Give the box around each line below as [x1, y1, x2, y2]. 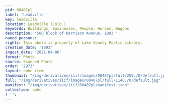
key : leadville [5, 17, 37, 22]
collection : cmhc [5, 87, 42, 92]
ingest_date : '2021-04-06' [5, 49, 62, 55]
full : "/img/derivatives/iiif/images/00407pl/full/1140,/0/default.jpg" [5, 78, 161, 83]
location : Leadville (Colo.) [5, 21, 66, 27]
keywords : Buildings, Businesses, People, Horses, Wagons [5, 26, 129, 31]
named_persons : [5, 36, 37, 41]
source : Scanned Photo [5, 59, 53, 64]
